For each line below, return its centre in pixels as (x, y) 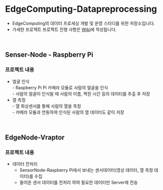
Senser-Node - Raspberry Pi (49, 55)
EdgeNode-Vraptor (35, 138)
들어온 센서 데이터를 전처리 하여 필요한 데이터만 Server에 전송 (79, 183)
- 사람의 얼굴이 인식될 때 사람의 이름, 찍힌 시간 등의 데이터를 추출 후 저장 (81, 94)
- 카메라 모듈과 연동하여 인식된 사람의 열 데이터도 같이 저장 (68, 112)
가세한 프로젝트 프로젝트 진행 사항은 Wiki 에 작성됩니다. (64, 29)
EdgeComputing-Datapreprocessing (81, 9)
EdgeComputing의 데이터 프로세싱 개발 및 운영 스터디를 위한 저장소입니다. (83, 23)
